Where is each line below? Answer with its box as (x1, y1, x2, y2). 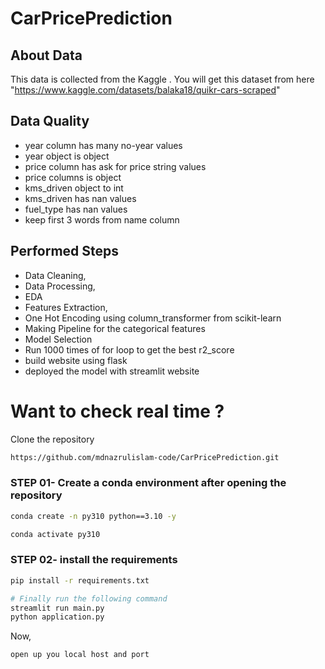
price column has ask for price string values (24, 160, 207, 172)
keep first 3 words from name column (24, 213, 180, 226)
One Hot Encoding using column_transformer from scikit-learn (24, 312, 282, 324)
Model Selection (24, 333, 93, 345)
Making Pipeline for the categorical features (24, 322, 206, 334)
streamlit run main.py (10, 603, 105, 613)
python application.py (10, 612, 105, 622)
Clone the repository (10, 433, 95, 445)
